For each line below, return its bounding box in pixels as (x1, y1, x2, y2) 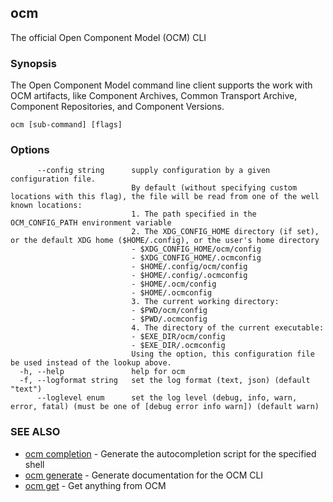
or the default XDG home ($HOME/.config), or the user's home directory (10, 236, 320, 246)
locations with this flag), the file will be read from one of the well (10, 192, 320, 202)
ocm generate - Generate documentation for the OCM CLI (24, 469, 264, 481)
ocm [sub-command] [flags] (10, 120, 123, 130)
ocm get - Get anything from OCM (24, 479, 167, 491)
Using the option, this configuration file (131, 349, 315, 360)
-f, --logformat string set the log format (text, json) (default (19, 376, 311, 386)
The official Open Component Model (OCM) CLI (10, 31, 207, 43)
